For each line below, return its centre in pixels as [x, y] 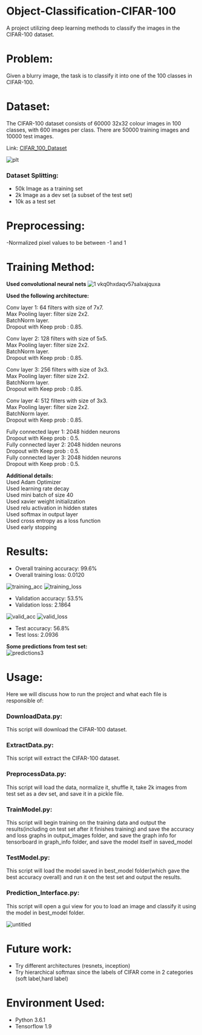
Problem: [30, 59]
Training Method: [50, 267]
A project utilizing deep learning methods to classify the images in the [93, 28]
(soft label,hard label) [41, 978]
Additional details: [30, 475]
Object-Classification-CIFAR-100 [91, 11]
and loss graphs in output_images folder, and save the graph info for [91, 836]
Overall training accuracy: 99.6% [56, 568]
